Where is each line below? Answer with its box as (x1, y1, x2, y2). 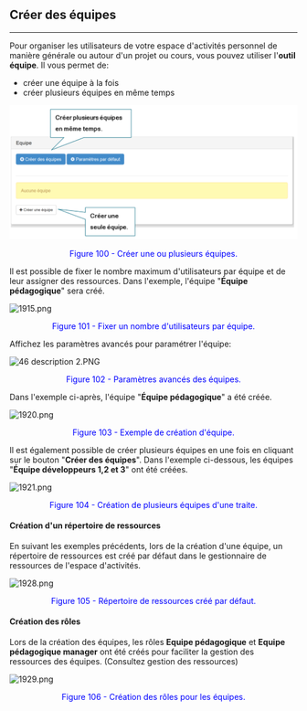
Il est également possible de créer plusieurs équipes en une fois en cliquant (9, 444, 294, 455)
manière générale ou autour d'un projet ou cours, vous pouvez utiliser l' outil (9, 49, 296, 60)
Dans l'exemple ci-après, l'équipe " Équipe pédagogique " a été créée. (9, 391, 272, 402)
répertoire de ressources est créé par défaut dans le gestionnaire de (9, 550, 267, 561)
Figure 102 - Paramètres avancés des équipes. (65, 374, 242, 385)
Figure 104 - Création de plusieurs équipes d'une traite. (49, 499, 258, 510)
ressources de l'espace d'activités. (9, 559, 142, 570)
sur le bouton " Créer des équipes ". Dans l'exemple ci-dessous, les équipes (9, 454, 294, 465)
